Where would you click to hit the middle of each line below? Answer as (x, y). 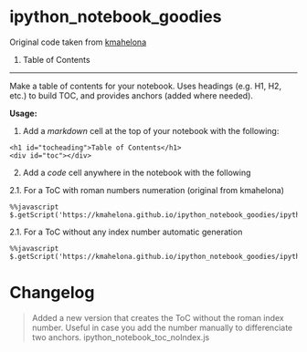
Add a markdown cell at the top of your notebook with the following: (151, 130)
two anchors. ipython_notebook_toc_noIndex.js (121, 337)
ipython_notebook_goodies (116, 17)
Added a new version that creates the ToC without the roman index (158, 317)
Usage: (24, 113)
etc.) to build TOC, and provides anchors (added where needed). (132, 95)
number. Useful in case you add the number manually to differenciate (162, 327)
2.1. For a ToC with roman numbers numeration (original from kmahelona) (147, 190)
